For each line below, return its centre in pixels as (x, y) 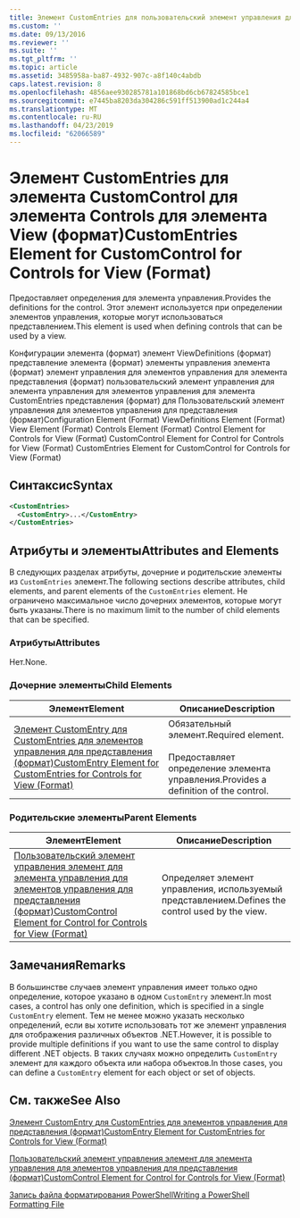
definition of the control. (219, 790)
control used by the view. (215, 911)
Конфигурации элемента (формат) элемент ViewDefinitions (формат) (141, 353)
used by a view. (38, 335)
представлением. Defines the (224, 900)
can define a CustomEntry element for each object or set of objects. (133, 1072)
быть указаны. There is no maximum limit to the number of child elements (145, 610)
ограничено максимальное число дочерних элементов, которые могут (146, 601)
